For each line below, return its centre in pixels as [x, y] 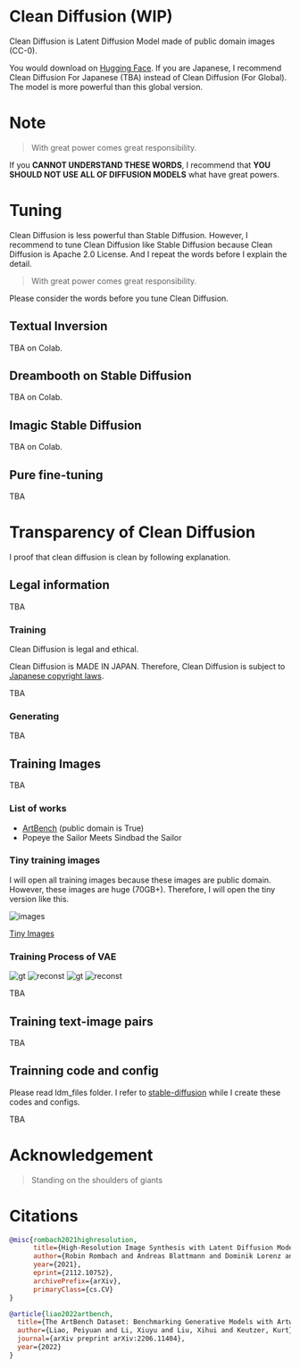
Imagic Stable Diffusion [75, 425]
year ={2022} [40, 1347]
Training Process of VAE [63, 957]
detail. [21, 263]
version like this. [39, 899]
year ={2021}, [57, 1264]
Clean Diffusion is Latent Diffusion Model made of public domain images [142, 41]
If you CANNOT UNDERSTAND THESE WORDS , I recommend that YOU [140, 165]
